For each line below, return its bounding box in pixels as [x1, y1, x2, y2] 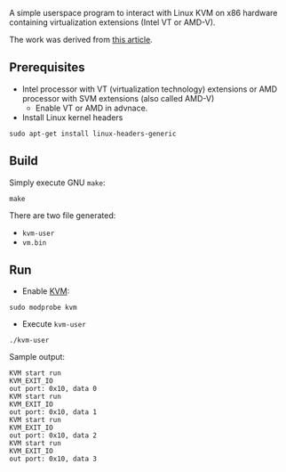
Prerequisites [9, 60, 85, 75]
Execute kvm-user [21, 319, 86, 330]
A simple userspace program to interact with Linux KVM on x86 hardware [9, 8, 278, 18]
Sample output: [9, 352, 65, 362]
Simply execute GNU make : [9, 177, 106, 188]
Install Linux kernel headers [21, 111, 123, 123]
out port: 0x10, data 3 [9, 454, 98, 464]
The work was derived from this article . [9, 35, 153, 45]
